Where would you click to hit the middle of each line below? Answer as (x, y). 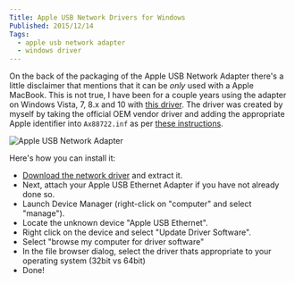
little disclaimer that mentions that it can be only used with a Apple (132, 86)
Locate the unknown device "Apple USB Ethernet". (115, 223)
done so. (38, 195)
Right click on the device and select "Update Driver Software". (137, 232)
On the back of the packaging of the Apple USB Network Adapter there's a (147, 76)
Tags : (19, 34)
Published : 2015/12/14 (51, 26)
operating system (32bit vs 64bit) (84, 261)
